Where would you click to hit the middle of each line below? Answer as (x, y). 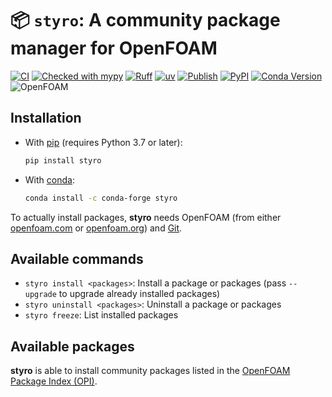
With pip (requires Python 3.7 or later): (103, 142)
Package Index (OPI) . (54, 381)
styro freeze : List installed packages (101, 315)
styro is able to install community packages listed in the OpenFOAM (150, 371)
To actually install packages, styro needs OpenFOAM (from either (146, 217)
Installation (46, 118)
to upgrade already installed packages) (139, 294)
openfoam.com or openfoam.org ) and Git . (96, 228)
